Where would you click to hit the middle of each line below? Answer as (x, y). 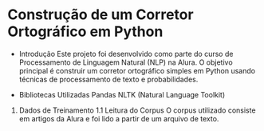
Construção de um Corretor (100, 15)
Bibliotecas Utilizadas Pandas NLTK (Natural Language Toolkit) (122, 94)
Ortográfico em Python (85, 32)
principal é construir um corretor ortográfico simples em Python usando (137, 70)
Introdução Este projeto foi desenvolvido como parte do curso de (126, 54)
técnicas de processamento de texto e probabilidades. (108, 79)
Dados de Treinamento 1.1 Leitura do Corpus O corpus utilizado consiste (137, 110)
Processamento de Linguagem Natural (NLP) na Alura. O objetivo (126, 62)
